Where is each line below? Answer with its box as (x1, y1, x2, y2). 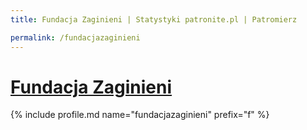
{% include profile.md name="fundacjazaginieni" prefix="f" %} (10, 109, 270, 121)
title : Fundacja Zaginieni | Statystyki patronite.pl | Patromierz (10, 14, 298, 25)
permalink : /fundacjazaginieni (10, 32, 141, 43)
